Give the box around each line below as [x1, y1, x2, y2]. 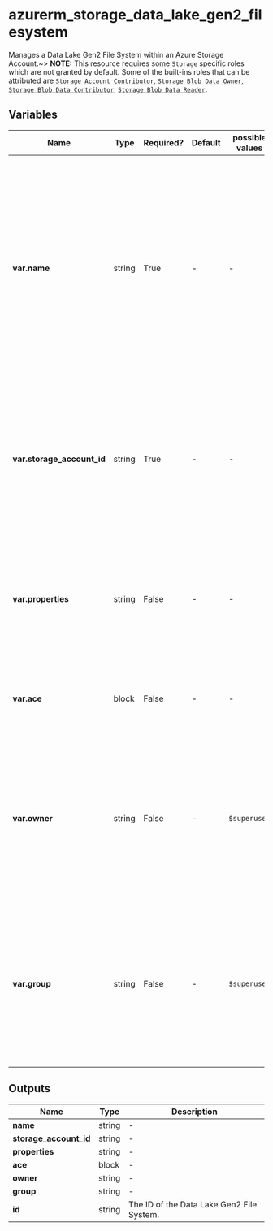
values [236, 142, 263, 153]
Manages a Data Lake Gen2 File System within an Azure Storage [8, 50, 224, 59]
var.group [12, 978, 51, 989]
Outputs [8, 1082, 51, 1095]
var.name [12, 262, 50, 274]
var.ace [12, 693, 42, 704]
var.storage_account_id [12, 453, 106, 464]
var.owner [12, 812, 53, 823]
